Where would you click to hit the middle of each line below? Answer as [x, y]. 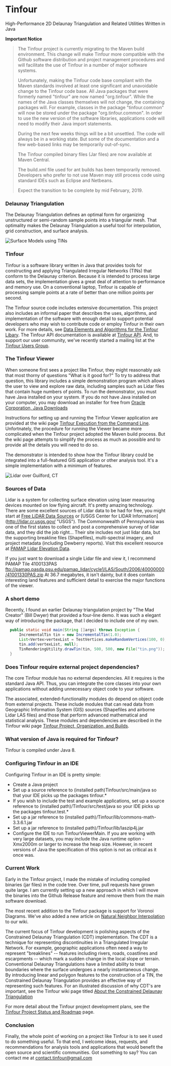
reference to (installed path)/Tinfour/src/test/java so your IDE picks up [86, 806]
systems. [27, 70]
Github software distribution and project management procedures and [91, 59]
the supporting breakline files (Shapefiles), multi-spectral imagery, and [79, 538]
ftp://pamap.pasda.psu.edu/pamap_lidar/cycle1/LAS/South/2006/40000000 [85, 569]
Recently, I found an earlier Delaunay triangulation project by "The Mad [80, 610]
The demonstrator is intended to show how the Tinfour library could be [79, 455]
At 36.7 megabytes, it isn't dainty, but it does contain [100, 575]
